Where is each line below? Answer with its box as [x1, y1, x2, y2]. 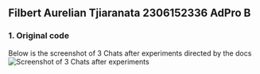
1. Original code [8, 30, 70, 41]
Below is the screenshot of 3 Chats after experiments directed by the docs [8, 48, 252, 58]
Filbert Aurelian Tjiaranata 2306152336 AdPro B [8, 6, 251, 20]
